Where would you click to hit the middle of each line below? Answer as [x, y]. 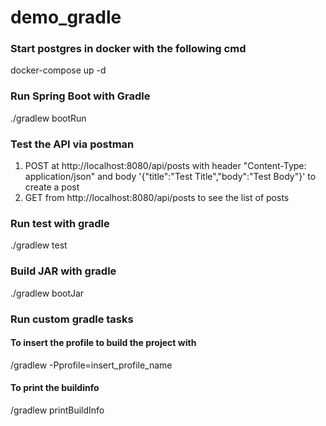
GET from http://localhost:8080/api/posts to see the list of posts [157, 198]
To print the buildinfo [55, 388]
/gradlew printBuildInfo [57, 410]
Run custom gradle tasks [72, 319]
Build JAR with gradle [63, 271]
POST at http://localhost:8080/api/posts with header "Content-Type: [165, 166]
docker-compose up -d [58, 70]
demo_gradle [66, 17]
